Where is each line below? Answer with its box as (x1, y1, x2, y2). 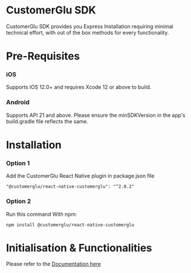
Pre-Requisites (6, 50, 80, 63)
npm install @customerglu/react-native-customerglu (6, 222, 134, 228)
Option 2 (6, 197, 31, 205)
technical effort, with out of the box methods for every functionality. (6, 29, 169, 36)
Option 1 (6, 159, 30, 167)
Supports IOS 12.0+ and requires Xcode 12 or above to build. (6, 84, 152, 91)
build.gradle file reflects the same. (6, 118, 89, 125)
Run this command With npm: (6, 210, 77, 217)
